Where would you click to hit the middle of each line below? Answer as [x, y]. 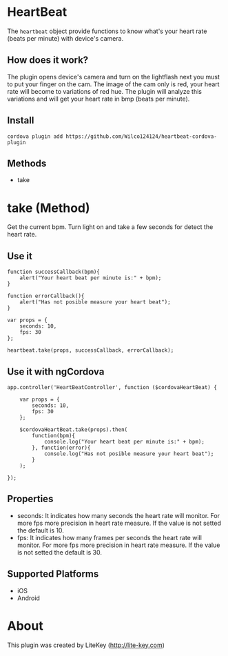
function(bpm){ [54, 435]
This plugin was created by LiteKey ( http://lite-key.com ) [86, 645]
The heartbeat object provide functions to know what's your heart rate [107, 31]
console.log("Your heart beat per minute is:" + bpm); [124, 441]
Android [28, 598]
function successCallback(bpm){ [53, 272]
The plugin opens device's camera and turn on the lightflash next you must [114, 77]
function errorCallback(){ [46, 296]
